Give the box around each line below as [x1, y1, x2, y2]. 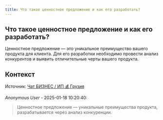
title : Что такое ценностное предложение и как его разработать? [5, 7, 140, 12]
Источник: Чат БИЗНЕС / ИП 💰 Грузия [5, 83, 84, 89]
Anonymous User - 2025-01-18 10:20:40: [5, 95, 88, 100]
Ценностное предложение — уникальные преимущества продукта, [17, 104, 158, 110]
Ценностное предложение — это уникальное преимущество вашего [5, 46, 148, 52]
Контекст [5, 70, 35, 79]
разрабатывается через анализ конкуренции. [17, 109, 112, 115]
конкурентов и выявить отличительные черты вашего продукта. [5, 56, 139, 62]
